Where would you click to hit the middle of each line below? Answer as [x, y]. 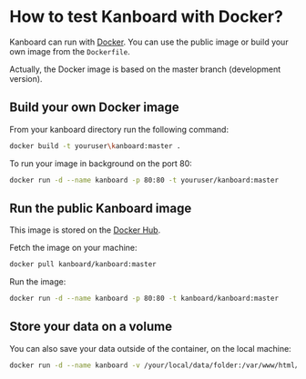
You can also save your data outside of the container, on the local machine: [150, 348]
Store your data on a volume [91, 327]
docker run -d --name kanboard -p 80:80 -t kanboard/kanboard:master [144, 299]
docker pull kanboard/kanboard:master [83, 264]
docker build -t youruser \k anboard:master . [95, 146]
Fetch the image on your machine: [74, 248]
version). [26, 78]
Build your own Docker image [94, 108]
